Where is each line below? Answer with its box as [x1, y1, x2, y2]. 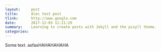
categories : [5, 29, 29, 34]
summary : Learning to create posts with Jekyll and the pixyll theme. [5, 25, 157, 30]
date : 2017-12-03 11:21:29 [5, 20, 73, 25]
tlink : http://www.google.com [5, 16, 77, 21]
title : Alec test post [5, 11, 62, 16]
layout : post [5, 7, 40, 12]
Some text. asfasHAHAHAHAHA [5, 42, 69, 48]
